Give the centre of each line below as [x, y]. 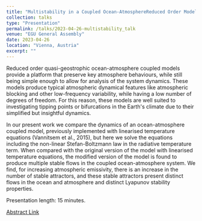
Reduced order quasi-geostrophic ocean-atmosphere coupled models [93, 68]
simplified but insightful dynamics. [49, 113]
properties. [20, 188]
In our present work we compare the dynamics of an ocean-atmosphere [96, 125]
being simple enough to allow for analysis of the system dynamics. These [97, 81]
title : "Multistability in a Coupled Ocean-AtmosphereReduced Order [94, 12]
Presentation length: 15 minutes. [46, 200]
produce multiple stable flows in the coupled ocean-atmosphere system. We [101, 163]
